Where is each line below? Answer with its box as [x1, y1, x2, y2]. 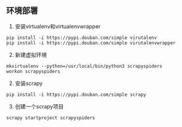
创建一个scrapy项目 [14, 102, 64, 110]
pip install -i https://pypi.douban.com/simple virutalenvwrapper [6, 40, 176, 46]
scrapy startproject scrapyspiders [6, 114, 96, 121]
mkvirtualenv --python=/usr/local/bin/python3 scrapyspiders [6, 63, 163, 69]
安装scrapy [14, 80, 43, 87]
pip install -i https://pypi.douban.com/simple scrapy [6, 92, 147, 98]
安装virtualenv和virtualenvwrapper [14, 23, 101, 30]
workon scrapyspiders [6, 68, 61, 74]
